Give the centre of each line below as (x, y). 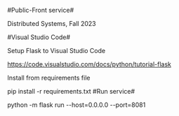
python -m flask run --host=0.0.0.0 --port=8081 (77, 105)
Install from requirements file (49, 78)
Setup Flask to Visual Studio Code (57, 51)
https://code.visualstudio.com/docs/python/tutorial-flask (89, 64)
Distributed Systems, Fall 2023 (52, 23)
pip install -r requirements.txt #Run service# (71, 91)
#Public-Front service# (41, 10)
